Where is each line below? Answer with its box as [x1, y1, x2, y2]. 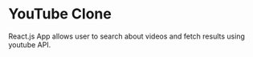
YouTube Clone [8, 5, 112, 23]
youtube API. [8, 39, 51, 49]
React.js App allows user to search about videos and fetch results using [8, 31, 245, 41]
